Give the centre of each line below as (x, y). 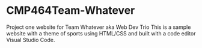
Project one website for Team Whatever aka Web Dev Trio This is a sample (99, 27)
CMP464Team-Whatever (71, 10)
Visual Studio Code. (31, 40)
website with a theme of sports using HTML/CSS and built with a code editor (101, 33)
